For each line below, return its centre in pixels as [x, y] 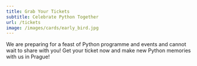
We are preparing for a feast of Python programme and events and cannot [96, 44]
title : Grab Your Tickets [38, 11]
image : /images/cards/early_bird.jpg [52, 28]
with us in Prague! [28, 57]
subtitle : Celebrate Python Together [52, 17]
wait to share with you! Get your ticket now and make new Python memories [98, 51]
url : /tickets [24, 22]
